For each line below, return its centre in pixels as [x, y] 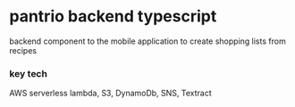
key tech [28, 73]
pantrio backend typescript [113, 16]
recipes [23, 50]
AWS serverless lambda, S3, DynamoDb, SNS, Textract [110, 93]
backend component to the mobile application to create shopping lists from [147, 41]
